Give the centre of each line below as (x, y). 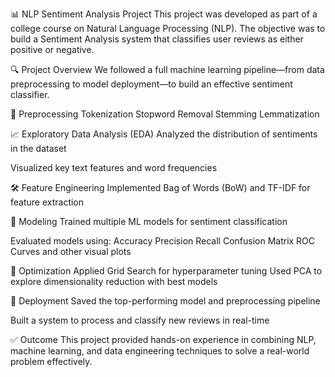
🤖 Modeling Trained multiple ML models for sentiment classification (149, 221)
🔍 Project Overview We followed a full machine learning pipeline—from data (167, 69)
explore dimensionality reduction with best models (114, 281)
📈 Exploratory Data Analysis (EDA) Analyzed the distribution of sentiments (164, 134)
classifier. (30, 94)
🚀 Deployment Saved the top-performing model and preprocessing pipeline (165, 301)
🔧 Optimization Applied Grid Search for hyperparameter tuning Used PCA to (166, 271)
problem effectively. (51, 361)
